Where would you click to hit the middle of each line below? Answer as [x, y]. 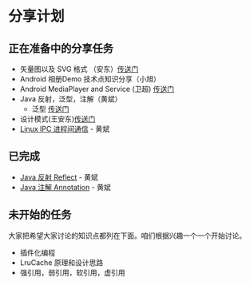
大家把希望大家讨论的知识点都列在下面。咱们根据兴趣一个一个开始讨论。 [127, 236]
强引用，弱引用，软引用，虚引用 [72, 272]
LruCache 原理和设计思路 [62, 262]
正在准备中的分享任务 [61, 48]
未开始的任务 [40, 215]
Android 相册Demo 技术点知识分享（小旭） [90, 79]
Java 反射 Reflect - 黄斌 [59, 177]
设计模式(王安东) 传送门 [58, 119]
